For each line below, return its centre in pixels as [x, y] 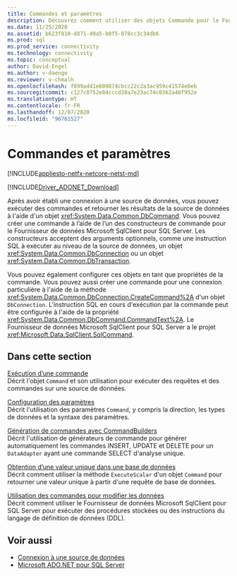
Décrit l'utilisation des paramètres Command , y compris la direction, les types [116, 409]
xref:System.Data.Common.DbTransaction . [69, 260]
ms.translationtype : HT [42, 100]
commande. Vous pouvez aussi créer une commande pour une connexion [115, 282]
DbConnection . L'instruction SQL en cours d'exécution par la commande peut [118, 304]
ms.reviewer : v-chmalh [41, 79]
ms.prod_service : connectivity [53, 47]
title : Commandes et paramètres [55, 14]
